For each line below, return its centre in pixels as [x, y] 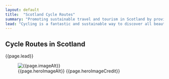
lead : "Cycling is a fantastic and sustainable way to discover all [78, 24]
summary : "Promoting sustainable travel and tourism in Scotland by [78, 19]
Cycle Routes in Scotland [45, 44]
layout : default [22, 10]
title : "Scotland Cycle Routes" [40, 14]
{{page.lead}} [19, 56]
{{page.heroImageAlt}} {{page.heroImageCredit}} [69, 71]
